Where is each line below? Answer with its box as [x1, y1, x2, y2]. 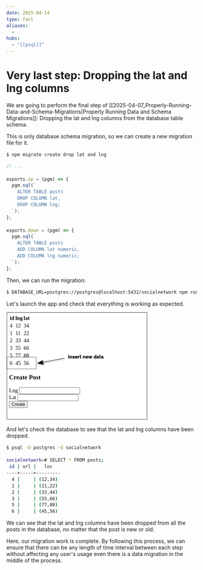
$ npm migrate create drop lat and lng [6, 152, 107, 158]
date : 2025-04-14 [6, 10, 50, 16]
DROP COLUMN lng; [17, 202, 61, 208]
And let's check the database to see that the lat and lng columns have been [6, 425, 195, 433]
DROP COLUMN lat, [17, 195, 61, 201]
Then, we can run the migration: [6, 277, 86, 284]
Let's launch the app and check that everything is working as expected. [6, 300, 184, 307]
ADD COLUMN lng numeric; [17, 253, 80, 259]
